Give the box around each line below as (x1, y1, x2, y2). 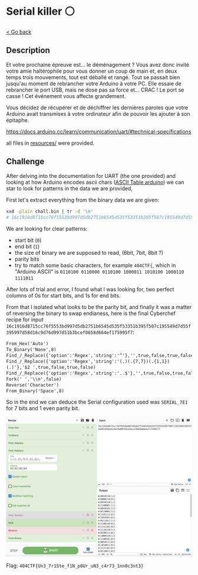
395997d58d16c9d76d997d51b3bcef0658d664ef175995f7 (6, 330, 133, 336)
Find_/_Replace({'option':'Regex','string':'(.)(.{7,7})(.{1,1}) (6, 359, 170, 365)
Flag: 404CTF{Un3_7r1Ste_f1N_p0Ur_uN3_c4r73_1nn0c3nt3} (6, 562, 144, 569)
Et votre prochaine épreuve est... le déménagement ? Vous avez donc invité (6, 61, 190, 68)
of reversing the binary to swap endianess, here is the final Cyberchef (6, 310, 176, 317)
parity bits (14, 255, 39, 263)
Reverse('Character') (6, 382, 60, 388)
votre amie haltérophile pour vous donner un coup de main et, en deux (6, 67, 177, 74)
